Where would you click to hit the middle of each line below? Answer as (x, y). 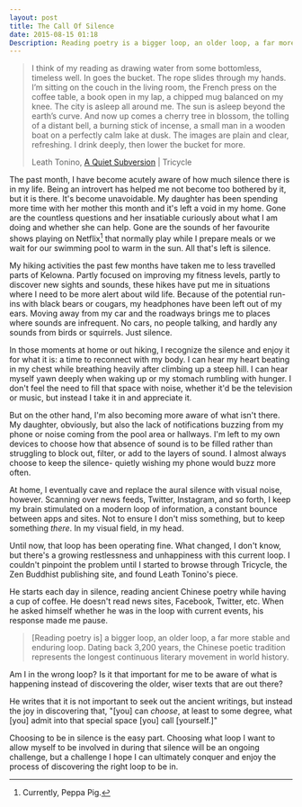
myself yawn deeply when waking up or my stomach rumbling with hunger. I (151, 378)
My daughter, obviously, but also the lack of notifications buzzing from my (147, 425)
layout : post (34, 18)
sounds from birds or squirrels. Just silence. (91, 332)
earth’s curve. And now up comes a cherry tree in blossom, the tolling (160, 116)
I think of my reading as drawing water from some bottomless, (147, 68)
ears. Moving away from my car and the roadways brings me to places (140, 313)
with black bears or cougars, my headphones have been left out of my (152, 303)
